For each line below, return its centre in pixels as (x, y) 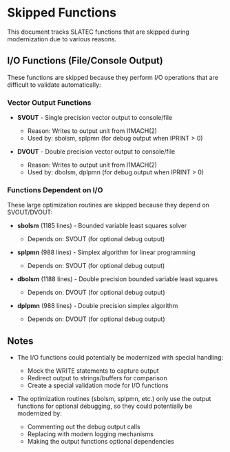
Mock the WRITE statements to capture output (93, 371)
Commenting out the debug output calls (84, 427)
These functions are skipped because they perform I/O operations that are (113, 77)
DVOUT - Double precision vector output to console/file (96, 152)
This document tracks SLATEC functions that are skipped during (98, 32)
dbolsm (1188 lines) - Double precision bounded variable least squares (117, 279)
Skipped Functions (62, 13)
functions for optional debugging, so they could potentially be (105, 406)
